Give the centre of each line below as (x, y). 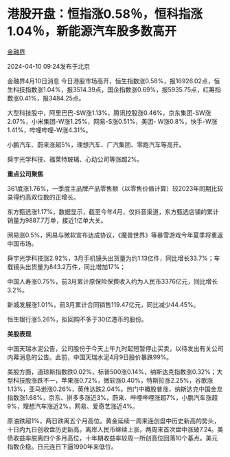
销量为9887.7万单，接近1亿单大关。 (57, 220)
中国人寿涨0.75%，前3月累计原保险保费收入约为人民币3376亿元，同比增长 (113, 281)
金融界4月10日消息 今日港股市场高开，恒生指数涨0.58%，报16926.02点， (111, 81)
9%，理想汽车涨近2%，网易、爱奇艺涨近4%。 (73, 406)
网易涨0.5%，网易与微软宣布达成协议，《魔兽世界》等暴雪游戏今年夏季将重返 (115, 235)
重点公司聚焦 (25, 173)
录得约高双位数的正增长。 (43, 197)
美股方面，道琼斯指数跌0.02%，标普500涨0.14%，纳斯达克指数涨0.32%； (112, 372)
